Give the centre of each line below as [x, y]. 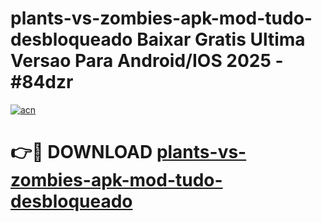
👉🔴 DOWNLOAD [81, 152]
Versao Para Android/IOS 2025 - [147, 61]
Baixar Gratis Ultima [221, 39]
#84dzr [42, 82]
